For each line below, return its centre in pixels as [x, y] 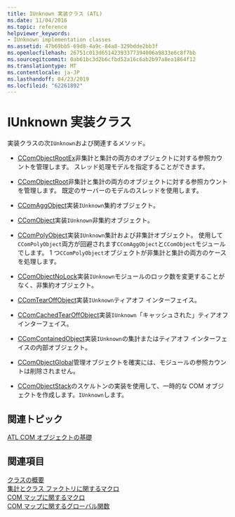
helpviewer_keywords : [39, 33]
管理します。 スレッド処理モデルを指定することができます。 [122, 167]
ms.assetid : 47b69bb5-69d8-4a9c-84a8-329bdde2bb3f [83, 46]
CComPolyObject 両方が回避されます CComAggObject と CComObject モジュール [121, 244]
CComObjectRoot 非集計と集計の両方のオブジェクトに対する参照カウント [122, 182]
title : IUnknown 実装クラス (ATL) [55, 14]
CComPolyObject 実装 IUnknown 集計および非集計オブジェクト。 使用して [120, 235]
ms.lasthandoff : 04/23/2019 [48, 79]
